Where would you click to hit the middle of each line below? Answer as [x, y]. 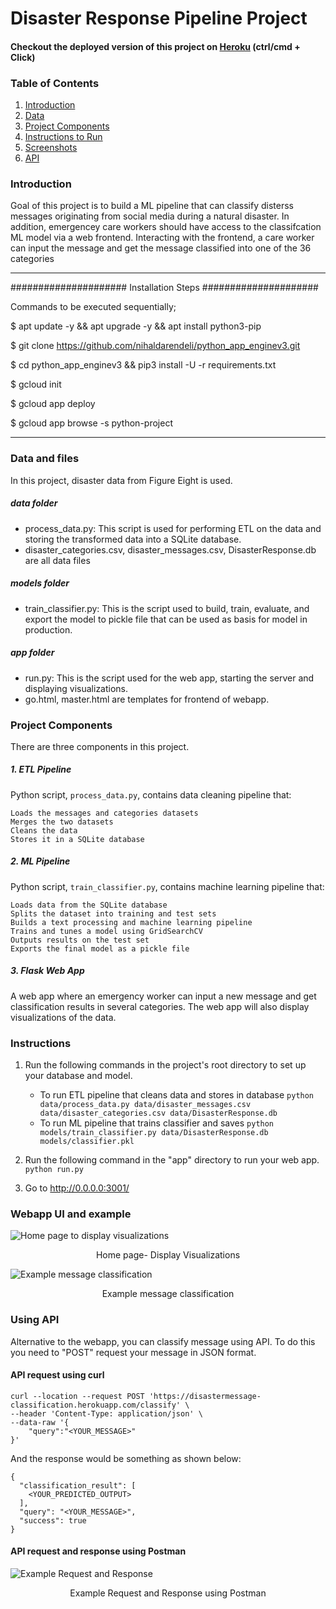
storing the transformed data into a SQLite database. [133, 539]
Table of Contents [55, 83]
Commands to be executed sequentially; [93, 307]
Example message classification [168, 1294]
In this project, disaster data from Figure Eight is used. [121, 480]
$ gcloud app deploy [53, 404]
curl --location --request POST [77, 1396]
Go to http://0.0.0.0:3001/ [77, 1188]
